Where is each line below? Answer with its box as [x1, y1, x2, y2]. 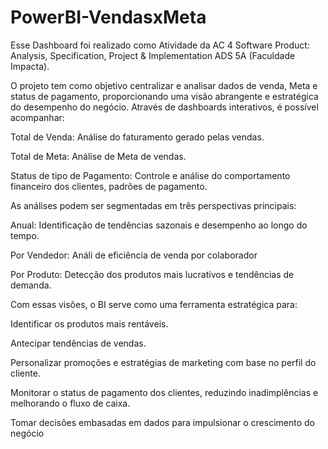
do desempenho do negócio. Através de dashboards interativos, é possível [10, 101, 319, 113]
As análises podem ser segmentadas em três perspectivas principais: [10, 199, 297, 211]
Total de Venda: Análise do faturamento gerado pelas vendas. [10, 131, 265, 143]
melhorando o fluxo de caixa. [10, 397, 131, 409]
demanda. [10, 279, 52, 291]
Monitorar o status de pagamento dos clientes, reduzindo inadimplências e [10, 386, 319, 398]
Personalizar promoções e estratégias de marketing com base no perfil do [10, 356, 317, 368]
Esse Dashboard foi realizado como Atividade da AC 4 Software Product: [10, 39, 310, 51]
